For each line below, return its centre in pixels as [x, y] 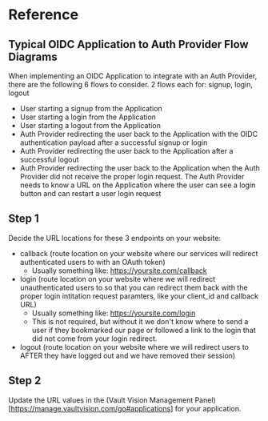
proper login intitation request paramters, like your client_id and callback [139, 296]
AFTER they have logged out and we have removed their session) [128, 355]
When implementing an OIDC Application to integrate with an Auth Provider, [133, 76]
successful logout [49, 159]
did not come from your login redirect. [94, 339]
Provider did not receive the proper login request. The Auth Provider [132, 176]
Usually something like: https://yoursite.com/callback [119, 271]
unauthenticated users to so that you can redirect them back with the [134, 287]
